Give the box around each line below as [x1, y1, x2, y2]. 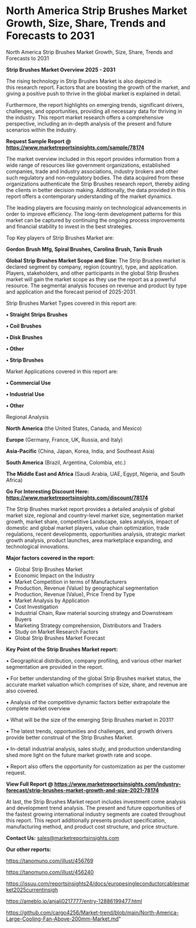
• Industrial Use [6, 391, 45, 398]
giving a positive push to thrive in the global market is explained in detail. [6, 90, 181, 97]
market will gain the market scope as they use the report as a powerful [6, 275, 177, 283]
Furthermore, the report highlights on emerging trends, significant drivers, [6, 101, 184, 108]
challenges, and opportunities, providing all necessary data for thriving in [6, 107, 183, 115]
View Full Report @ [6, 780, 54, 788]
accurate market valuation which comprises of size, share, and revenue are [6, 681, 188, 688]
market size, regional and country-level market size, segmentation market [6, 512, 184, 519]
